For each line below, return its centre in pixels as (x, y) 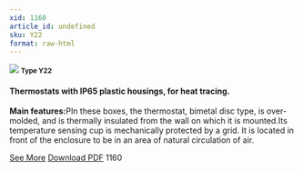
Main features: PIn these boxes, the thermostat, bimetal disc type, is (137, 111)
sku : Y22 (26, 35)
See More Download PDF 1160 (66, 158)
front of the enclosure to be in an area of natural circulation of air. (132, 140)
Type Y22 (36, 71)
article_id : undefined (52, 26)
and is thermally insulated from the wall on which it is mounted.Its (165, 121)
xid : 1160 (28, 18)
